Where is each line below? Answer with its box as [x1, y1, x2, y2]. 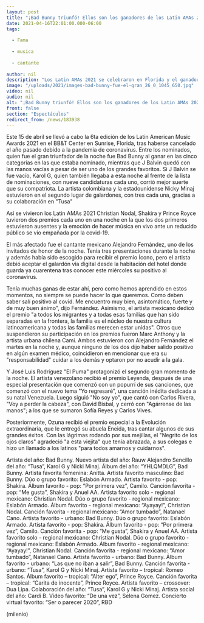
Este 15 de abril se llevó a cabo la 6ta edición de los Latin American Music [6, 133, 191, 141]
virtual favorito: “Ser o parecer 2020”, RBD [6, 599, 112, 606]
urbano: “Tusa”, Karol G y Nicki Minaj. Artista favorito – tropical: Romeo [6, 566, 183, 574]
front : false [6, 105, 39, 111]
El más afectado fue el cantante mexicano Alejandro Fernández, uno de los [6, 241, 194, 248]
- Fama [12, 37, 29, 43]
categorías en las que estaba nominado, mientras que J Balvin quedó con [6, 159, 190, 166]
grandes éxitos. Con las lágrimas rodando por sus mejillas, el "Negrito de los [6, 432, 197, 439]
